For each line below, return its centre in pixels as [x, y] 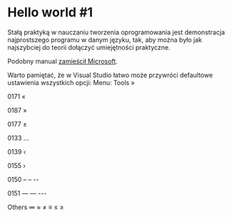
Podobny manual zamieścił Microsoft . [62, 61]
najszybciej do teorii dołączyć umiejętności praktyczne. [89, 47]
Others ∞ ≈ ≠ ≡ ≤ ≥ [36, 207]
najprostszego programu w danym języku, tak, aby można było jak [105, 39]
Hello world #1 [50, 12]
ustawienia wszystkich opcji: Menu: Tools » [71, 82]
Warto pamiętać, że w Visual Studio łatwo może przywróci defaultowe [110, 75]
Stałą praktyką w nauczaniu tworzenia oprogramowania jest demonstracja [116, 32]
